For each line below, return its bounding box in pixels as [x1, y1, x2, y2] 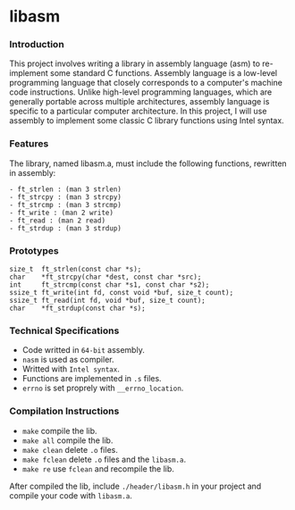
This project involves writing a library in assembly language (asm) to [9, 58, 261, 69]
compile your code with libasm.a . [9, 489, 132, 501]
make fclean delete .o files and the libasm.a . [21, 454, 186, 464]
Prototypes [9, 244, 60, 256]
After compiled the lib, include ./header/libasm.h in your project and [9, 481, 262, 491]
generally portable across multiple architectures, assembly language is [9, 96, 270, 107]
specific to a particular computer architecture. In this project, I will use [9, 105, 267, 117]
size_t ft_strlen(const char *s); [9, 265, 142, 274]
